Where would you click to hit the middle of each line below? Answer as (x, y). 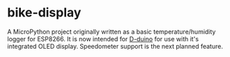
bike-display (44, 13)
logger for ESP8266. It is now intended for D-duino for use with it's (103, 38)
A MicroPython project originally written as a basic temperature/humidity (112, 32)
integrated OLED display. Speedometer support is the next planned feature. (115, 46)
